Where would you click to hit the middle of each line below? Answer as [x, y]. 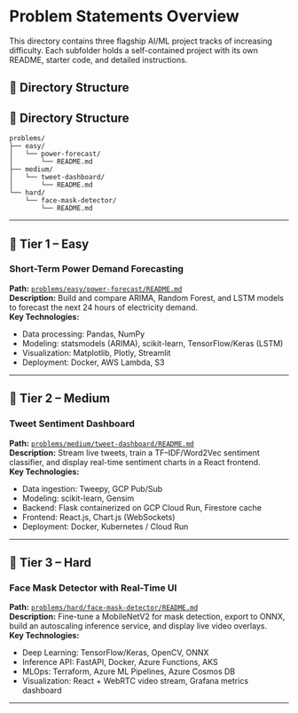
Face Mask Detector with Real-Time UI [93, 588]
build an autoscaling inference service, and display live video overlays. [138, 626]
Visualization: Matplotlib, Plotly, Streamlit [96, 353]
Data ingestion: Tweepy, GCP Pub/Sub [92, 488]
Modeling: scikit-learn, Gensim [78, 498]
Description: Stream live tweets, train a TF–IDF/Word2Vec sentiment [134, 452]
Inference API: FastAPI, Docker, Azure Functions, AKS [120, 662]
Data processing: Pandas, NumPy [83, 334]
